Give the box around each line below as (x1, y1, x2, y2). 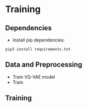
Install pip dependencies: (12, 37, 65, 43)
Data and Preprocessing (5, 61, 82, 69)
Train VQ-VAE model (12, 74, 55, 80)
